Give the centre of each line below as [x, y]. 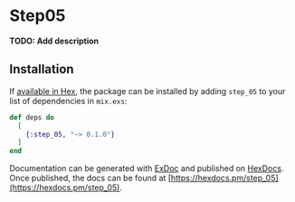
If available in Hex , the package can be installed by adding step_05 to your [147, 91]
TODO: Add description [54, 41]
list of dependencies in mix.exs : [68, 101]
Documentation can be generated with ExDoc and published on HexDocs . [147, 168]
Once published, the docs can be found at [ [90, 178]
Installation [42, 69]
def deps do [32, 117]
